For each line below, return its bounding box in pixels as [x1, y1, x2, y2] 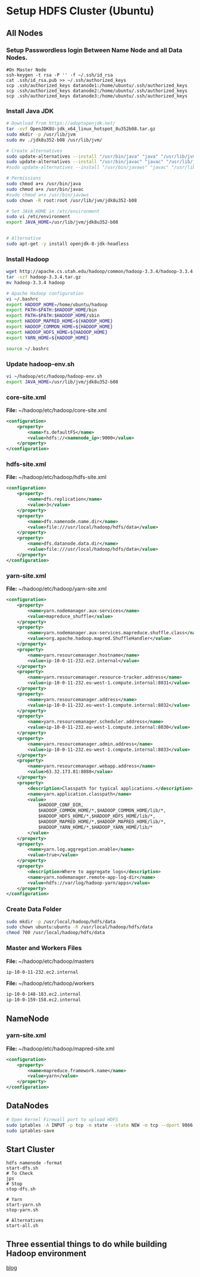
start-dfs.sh [6, 1165, 39, 1171]
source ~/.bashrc [6, 345, 49, 352]
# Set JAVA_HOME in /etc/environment [6, 208, 100, 214]
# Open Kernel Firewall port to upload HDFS [6, 1116, 118, 1122]
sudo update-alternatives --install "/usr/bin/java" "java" [6, 154, 159, 159]
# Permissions [6, 175, 42, 182]
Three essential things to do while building [6, 1239, 167, 1249]
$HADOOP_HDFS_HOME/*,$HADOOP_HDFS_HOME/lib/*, [37, 814, 156, 819]
